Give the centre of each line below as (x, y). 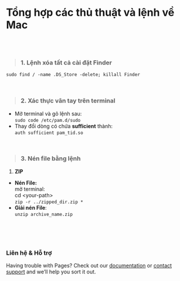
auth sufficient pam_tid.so (49, 133)
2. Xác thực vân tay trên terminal (68, 101)
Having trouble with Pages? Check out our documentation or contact (89, 266)
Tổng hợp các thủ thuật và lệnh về (90, 13)
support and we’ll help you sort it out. (51, 272)
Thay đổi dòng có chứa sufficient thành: (64, 126)
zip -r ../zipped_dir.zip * (49, 202)
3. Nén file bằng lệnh (50, 159)
